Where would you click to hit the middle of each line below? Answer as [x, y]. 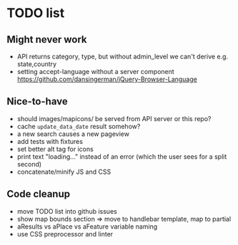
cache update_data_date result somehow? [79, 126]
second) [29, 164]
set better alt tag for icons [55, 149]
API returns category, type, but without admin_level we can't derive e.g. [123, 56]
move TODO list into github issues [67, 211]
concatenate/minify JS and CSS [64, 172]
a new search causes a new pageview [73, 134]
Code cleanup [39, 194]
